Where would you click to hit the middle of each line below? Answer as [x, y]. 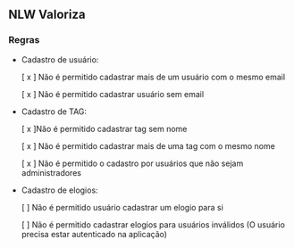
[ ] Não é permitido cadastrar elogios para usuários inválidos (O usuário [153, 224]
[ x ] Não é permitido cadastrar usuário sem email [113, 94]
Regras [24, 40]
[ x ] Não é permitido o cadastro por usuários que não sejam [132, 163]
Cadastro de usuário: [60, 59]
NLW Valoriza [47, 15]
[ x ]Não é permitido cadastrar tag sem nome [104, 128]
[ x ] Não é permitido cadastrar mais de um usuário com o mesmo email [153, 77]
